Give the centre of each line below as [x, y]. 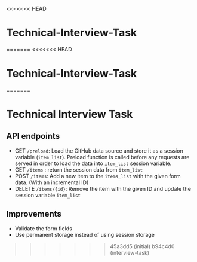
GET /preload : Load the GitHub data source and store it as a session [99, 150]
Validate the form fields [44, 228]
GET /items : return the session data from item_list [79, 169]
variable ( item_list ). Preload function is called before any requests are [102, 157]
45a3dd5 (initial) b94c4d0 [142, 246]
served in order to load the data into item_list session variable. [93, 163]
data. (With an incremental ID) [52, 182]
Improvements [34, 214]
